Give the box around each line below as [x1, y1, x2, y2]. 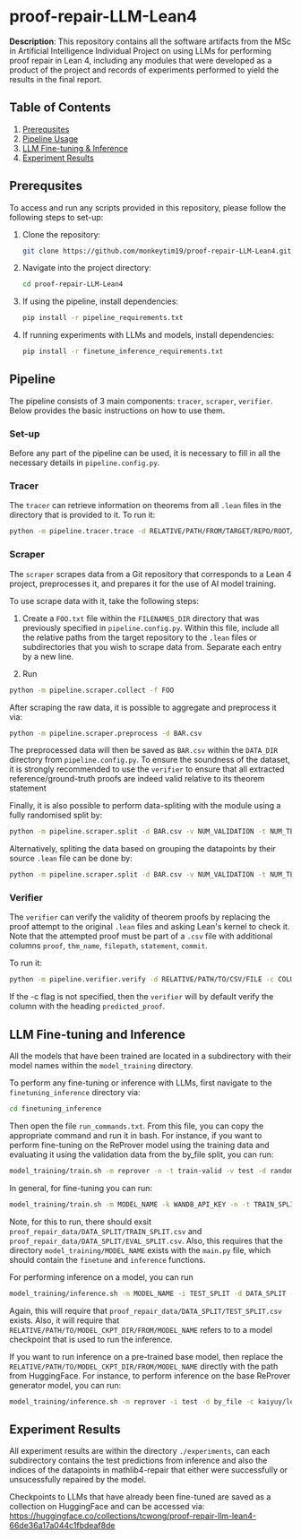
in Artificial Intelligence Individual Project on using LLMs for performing [9, 45, 271, 56]
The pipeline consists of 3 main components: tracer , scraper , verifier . [9, 395, 273, 406]
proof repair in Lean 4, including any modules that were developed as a [9, 55, 272, 65]
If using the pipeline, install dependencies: [21, 296, 179, 307]
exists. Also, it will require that [9, 1315, 120, 1326]
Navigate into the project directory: [21, 263, 152, 273]
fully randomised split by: [9, 809, 103, 821]
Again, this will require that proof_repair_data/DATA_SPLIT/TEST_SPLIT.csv [9, 1305, 282, 1316]
